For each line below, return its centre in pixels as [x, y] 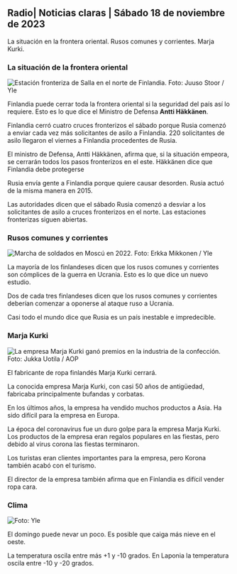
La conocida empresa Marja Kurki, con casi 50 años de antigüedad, [106, 386]
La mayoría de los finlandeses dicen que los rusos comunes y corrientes [113, 267]
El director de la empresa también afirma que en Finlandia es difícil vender [116, 479]
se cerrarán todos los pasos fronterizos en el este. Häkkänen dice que [110, 162]
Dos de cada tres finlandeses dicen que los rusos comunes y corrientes [112, 296]
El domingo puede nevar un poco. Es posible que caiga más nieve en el [111, 534]
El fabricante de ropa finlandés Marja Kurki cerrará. [82, 372]
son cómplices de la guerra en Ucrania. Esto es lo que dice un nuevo [108, 275]
